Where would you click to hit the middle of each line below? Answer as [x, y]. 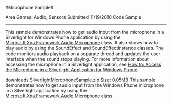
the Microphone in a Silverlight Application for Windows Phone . [72, 70]
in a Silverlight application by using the [46, 90]
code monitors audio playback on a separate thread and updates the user [83, 54]
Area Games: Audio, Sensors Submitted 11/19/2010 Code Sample [73, 17]
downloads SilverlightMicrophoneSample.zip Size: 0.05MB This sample [80, 80]
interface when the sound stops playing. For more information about [77, 59]
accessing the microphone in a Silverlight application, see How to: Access [83, 64]
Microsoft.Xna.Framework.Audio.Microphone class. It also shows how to [82, 43]
